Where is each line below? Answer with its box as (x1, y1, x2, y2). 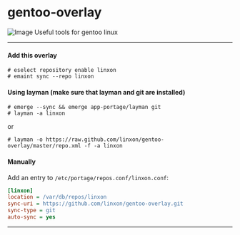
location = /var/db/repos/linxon (7, 194, 107, 201)
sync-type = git (7, 207, 56, 214)
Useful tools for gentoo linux (34, 28, 118, 36)
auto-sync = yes (7, 214, 56, 221)
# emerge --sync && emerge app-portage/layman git (7, 104, 161, 111)
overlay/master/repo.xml (7, 142, 81, 150)
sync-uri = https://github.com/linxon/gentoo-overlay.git (7, 200, 184, 207)
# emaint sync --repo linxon (7, 73, 94, 80)
